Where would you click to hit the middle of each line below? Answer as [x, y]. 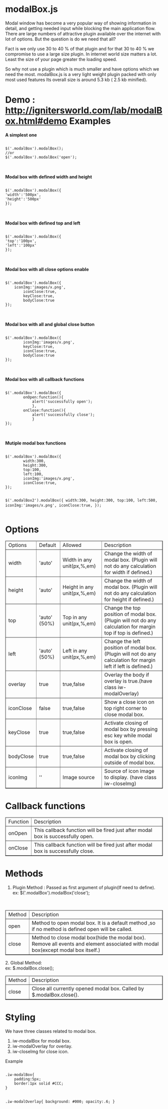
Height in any [78, 587]
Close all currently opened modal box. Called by [88, 988]
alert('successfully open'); [62, 401]
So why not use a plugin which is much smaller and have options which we [82, 69]
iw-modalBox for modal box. [41, 1040]
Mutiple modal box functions [36, 443]
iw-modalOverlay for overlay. [42, 1046]
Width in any [77, 559]
